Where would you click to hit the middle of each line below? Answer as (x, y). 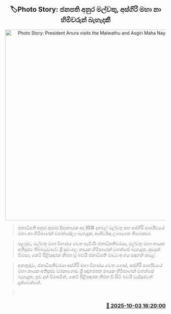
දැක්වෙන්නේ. (30, 282)
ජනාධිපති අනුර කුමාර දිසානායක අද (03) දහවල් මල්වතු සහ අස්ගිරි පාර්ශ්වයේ (91, 227)
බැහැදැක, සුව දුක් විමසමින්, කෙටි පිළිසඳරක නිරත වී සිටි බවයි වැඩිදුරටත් (85, 276)
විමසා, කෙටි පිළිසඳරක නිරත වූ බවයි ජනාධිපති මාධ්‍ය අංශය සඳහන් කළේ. (87, 255)
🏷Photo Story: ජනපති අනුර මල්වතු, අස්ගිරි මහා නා (85, 9)
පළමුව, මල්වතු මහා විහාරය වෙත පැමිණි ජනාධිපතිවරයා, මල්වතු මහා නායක (91, 243)
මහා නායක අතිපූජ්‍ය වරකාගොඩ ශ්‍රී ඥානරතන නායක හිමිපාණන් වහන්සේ (86, 271)
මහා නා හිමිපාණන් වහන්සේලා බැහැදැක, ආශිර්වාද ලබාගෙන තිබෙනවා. (84, 233)
